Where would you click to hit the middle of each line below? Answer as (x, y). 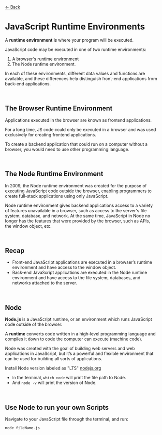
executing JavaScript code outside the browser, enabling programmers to (78, 191)
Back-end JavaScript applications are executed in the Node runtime (80, 273)
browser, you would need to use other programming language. (67, 149)
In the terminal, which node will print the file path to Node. (69, 378)
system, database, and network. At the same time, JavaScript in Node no (78, 216)
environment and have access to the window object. (64, 268)
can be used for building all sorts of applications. (54, 359)
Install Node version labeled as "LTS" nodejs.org (53, 368)
